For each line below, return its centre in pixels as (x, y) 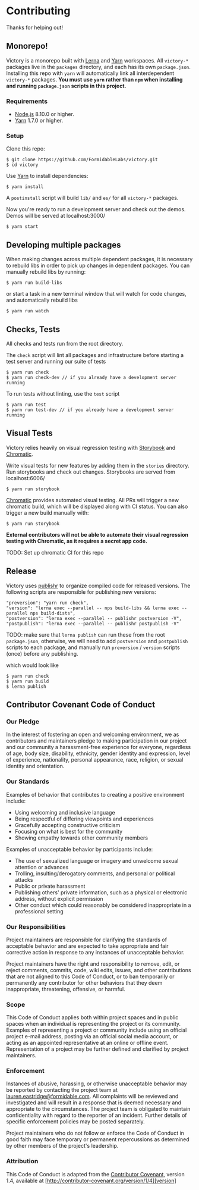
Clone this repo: (26, 149)
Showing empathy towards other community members (81, 838)
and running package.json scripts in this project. (66, 86)
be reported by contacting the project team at (62, 1090)
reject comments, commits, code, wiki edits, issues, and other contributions (99, 970)
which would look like (33, 665)
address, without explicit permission (59, 898)
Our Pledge (23, 721)
